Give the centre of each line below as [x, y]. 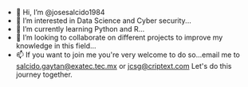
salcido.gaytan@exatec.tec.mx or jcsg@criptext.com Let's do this [124, 66]
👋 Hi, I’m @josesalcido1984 [60, 12]
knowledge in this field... [56, 46]
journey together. [44, 74]
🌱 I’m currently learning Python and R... [80, 29]
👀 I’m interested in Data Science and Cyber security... [103, 21]
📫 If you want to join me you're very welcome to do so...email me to [128, 55]
